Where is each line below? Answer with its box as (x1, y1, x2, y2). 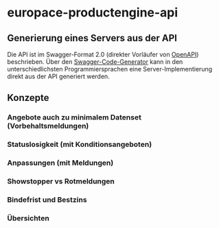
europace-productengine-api (7, 5, 178, 21)
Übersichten (7, 213, 49, 223)
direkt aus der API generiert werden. (7, 72, 110, 80)
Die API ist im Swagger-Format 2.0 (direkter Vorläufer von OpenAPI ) (7, 50, 199, 58)
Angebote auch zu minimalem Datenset (7, 113, 142, 122)
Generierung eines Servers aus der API (7, 32, 177, 44)
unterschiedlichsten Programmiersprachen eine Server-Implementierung (7, 65, 213, 73)
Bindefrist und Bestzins (7, 195, 87, 204)
